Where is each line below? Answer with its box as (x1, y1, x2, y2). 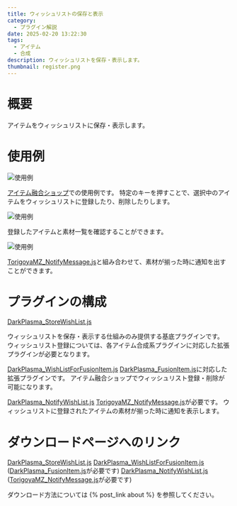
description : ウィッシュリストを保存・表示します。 (7, 57, 143, 64)
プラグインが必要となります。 (7, 350, 94, 358)
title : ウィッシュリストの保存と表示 (7, 10, 104, 18)
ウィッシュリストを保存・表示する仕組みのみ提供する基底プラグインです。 (7, 332, 224, 341)
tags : (7, 37, 23, 44)
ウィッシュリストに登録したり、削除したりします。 (25, 197, 174, 206)
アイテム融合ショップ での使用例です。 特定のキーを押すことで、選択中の (7, 188, 219, 197)
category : (7, 17, 37, 24)
